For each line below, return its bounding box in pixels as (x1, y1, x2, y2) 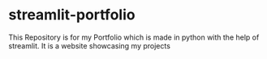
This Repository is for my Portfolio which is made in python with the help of (8, 32, 260, 42)
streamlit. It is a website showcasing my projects (8, 40, 170, 50)
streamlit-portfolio (8, 6, 136, 24)
